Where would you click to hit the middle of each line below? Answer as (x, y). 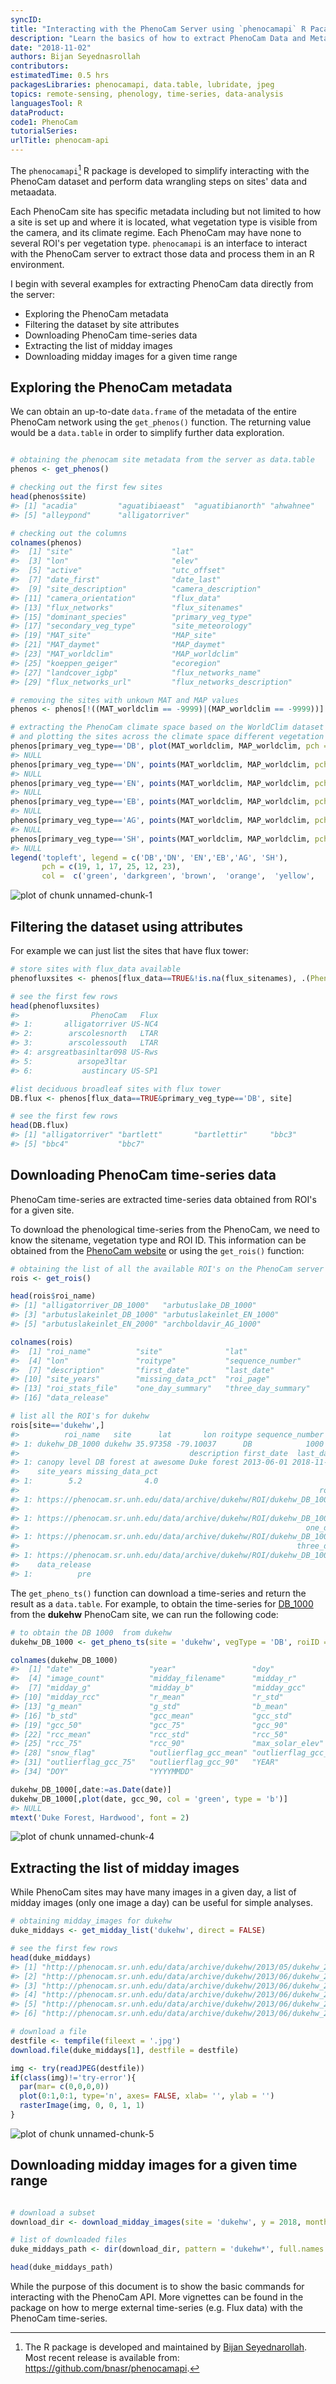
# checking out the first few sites (86, 487)
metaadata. (33, 192)
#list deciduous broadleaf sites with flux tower (116, 1089)
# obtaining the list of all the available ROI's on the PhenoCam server (167, 1269)
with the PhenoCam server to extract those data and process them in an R (162, 253)
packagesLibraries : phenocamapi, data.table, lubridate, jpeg (142, 85)
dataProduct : (37, 112)
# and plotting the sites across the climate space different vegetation (167, 737)
